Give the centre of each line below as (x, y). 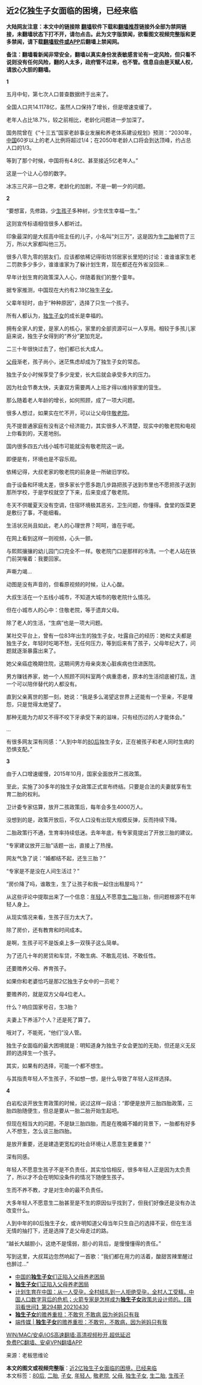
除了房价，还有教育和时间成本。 (46, 930)
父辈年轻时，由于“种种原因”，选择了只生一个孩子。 (69, 302)
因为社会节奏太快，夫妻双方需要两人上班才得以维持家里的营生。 (85, 387)
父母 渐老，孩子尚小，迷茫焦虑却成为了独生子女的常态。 (75, 362)
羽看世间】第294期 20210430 (52, 1307)
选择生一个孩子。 (38, 1053)
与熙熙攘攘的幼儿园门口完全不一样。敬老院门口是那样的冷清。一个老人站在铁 (101, 551)
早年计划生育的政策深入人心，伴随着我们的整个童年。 (72, 277)
